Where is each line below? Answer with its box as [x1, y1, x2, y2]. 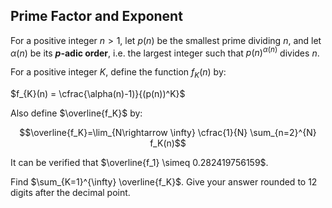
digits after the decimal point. [10, 187, 131, 199]
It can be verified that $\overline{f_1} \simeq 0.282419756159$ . [10, 157, 269, 169]
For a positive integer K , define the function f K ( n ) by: [10, 66, 227, 81]
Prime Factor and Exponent [10, 8, 183, 25]
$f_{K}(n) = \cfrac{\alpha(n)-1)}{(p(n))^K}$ [10, 88, 186, 100]
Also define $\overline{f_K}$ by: [10, 107, 143, 119]
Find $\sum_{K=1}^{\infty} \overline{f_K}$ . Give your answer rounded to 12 [10, 176, 318, 188]
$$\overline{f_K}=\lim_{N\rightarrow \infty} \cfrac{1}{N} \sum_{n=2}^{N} [19, 127, 317, 139]
